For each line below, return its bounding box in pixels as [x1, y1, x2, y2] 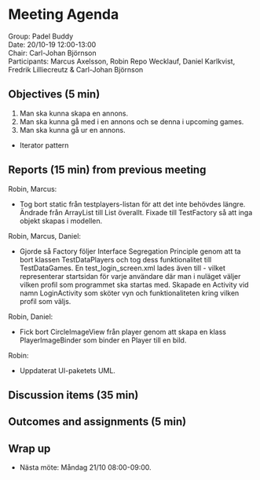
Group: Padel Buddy [8, 31, 74, 41]
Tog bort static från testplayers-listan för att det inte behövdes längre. [19, 199, 246, 209]
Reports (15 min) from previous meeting [8, 163, 207, 177]
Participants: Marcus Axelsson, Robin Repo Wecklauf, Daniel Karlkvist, [8, 57, 236, 66]
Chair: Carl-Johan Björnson [8, 48, 97, 57]
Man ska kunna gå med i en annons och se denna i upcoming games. [19, 116, 244, 126]
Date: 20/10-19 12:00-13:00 [8, 39, 97, 49]
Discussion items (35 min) [8, 388, 139, 401]
